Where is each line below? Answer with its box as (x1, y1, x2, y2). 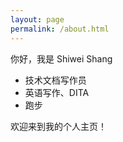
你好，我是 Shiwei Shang (10, 52, 113, 65)
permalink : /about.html (10, 24, 110, 34)
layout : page (10, 14, 65, 25)
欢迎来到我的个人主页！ (10, 120, 107, 132)
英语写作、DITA (24, 86, 90, 98)
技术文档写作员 (24, 74, 87, 86)
